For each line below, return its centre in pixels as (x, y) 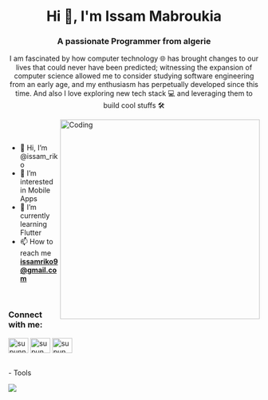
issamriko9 (39, 262)
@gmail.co (38, 270)
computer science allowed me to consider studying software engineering (134, 76)
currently (35, 216)
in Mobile (35, 190)
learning (33, 224)
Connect (25, 315)
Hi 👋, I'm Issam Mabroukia (134, 16)
